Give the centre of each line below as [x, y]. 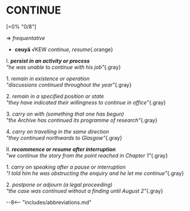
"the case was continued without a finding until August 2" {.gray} [85, 191]
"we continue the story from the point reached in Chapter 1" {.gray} [87, 155]
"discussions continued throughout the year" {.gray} [69, 85]
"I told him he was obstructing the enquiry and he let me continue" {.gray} [95, 173]
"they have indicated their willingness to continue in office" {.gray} [86, 102]
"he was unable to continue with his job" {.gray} [64, 67]
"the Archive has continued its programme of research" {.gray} [82, 120]
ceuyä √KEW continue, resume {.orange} [64, 49]
